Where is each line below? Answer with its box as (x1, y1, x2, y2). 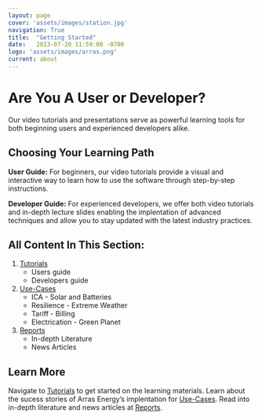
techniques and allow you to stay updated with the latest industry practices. (8, 215, 253, 225)
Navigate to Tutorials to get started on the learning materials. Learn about (8, 386, 246, 396)
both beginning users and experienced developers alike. (8, 123, 190, 133)
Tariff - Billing (31, 309, 75, 319)
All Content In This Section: (8, 239, 145, 252)
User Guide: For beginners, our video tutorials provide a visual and (8, 166, 224, 177)
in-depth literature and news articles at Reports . (8, 403, 163, 412)
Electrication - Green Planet (31, 317, 122, 327)
